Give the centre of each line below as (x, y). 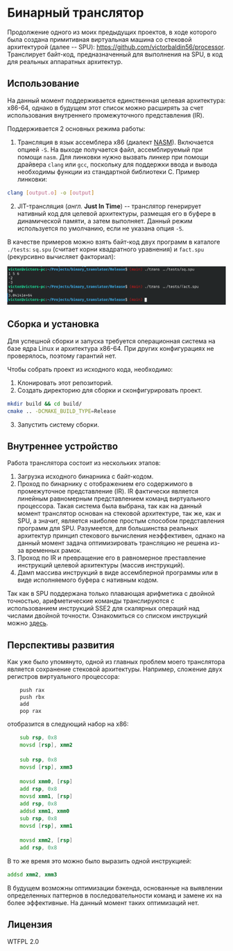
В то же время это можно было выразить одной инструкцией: (100, 861)
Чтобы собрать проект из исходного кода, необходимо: (90, 369)
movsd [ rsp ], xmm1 (46, 826)
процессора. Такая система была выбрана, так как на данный (110, 506)
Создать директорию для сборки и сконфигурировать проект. (110, 390)
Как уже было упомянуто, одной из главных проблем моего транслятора (116, 662)
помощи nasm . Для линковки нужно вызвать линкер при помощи (113, 157)
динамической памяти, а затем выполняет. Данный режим (105, 221)
